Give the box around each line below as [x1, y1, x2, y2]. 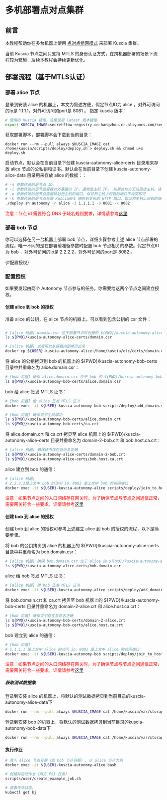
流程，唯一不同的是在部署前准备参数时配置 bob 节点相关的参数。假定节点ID [5, 243, 160, 249]
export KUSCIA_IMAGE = [5, 122, 50, 127]
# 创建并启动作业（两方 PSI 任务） [5, 772, 69, 777]
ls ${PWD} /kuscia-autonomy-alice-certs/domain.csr [5, 335, 112, 340]
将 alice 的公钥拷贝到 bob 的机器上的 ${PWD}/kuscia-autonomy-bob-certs [5, 358, 158, 364]
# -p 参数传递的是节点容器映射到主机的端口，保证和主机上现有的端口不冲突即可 [5, 191, 146, 197]
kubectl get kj [5, 790, 37, 795]
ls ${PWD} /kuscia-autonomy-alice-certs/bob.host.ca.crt [5, 457, 123, 462]
